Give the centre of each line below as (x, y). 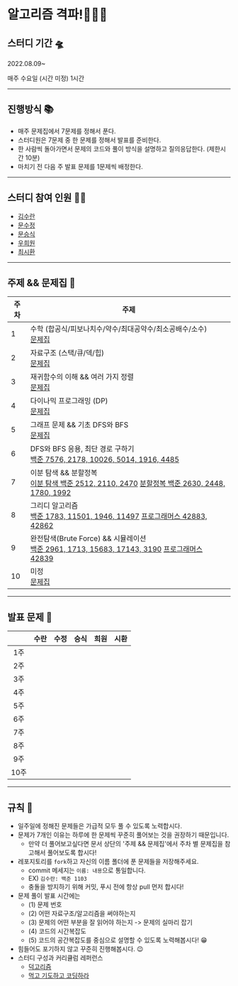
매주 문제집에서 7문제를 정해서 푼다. (67, 131)
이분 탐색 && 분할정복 (64, 473)
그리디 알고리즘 (54, 506)
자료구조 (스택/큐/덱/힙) (67, 353)
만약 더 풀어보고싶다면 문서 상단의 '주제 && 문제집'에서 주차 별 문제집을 (125, 844)
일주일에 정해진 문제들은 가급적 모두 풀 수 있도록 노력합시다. (100, 826)
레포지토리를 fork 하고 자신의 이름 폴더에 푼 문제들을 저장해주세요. (108, 862)
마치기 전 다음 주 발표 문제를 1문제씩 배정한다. (80, 166)
